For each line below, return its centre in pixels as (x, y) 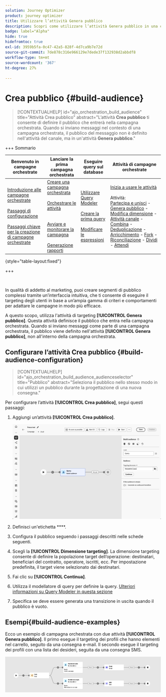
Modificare (92, 229)
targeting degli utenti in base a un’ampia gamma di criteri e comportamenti (81, 301)
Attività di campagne (134, 164)
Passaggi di (19, 211)
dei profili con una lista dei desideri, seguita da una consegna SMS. (74, 650)
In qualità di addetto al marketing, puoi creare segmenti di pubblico (73, 290)
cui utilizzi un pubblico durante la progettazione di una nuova (79, 388)
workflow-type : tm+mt (27, 57)
